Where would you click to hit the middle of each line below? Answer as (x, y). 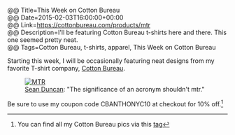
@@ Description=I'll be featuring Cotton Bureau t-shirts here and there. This (117, 32)
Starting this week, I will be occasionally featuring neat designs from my (111, 61)
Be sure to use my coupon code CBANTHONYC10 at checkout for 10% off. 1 (115, 103)
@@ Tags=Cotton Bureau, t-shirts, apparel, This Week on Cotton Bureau (112, 47)
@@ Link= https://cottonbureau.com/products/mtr (79, 25)
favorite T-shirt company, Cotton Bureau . (66, 68)
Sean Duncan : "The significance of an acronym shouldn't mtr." (115, 89)
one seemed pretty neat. (43, 40)
